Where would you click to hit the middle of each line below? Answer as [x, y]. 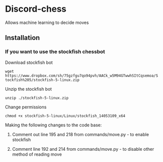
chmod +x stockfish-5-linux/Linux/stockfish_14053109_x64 [65, 116]
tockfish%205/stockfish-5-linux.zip [42, 80]
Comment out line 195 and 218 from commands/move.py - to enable [81, 134]
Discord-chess [36, 9]
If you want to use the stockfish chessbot [55, 52]
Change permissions [26, 107]
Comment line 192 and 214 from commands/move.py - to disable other [83, 149]
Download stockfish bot [29, 62]
